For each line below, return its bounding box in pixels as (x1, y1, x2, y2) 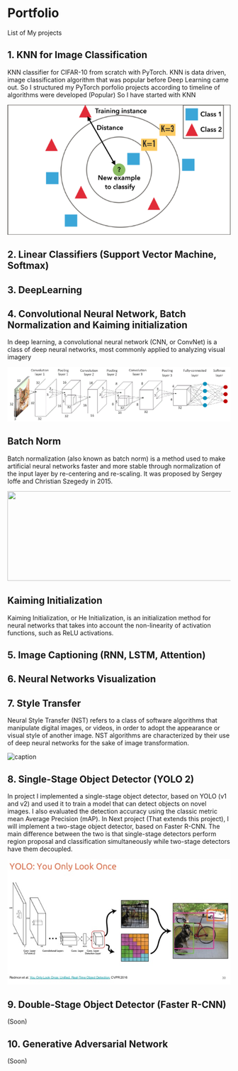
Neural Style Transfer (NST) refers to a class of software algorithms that (7, 716, 217, 725)
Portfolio (7, 5, 59, 21)
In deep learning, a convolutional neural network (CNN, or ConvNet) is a (7, 338, 217, 346)
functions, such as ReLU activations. (7, 628, 114, 637)
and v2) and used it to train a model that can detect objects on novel (7, 800, 207, 808)
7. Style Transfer (7, 697, 81, 709)
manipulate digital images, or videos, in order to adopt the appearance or (7, 724, 221, 732)
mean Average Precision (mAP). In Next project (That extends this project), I (7, 815, 229, 823)
